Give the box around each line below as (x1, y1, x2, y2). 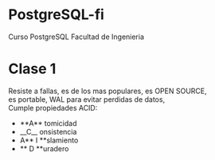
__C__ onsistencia (19, 127, 77, 136)
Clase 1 (8, 60, 57, 78)
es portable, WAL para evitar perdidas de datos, (8, 94, 166, 104)
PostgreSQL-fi (8, 6, 105, 24)
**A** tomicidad (19, 118, 77, 128)
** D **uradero (19, 143, 69, 153)
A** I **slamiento (19, 135, 79, 145)
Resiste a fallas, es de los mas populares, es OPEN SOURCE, (8, 86, 207, 96)
